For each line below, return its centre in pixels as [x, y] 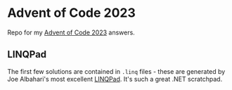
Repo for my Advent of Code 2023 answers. [71, 32]
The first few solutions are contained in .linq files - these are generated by [116, 71]
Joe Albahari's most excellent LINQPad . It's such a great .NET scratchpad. [115, 79]
